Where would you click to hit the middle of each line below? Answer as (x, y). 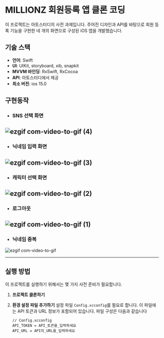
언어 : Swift (22, 60)
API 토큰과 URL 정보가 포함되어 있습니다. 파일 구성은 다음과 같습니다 (82, 311)
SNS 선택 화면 (28, 116)
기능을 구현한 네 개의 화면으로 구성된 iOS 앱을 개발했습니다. (66, 30)
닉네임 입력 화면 (30, 147)
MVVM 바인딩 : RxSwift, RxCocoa (45, 71)
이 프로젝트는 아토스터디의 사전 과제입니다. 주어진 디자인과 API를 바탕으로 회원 (79, 24)
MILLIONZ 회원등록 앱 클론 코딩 (65, 10)
